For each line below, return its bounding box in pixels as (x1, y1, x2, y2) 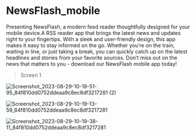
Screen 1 (20, 71, 42, 78)
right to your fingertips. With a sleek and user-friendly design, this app (6, 35, 176, 42)
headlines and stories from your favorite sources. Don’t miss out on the (6, 54, 177, 61)
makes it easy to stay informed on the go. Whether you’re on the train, (6, 42, 175, 49)
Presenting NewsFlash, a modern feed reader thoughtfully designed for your (6, 23, 190, 30)
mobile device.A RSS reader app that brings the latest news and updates (6, 29, 181, 36)
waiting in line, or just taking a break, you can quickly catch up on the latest (6, 48, 188, 55)
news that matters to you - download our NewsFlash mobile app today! (6, 60, 177, 67)
